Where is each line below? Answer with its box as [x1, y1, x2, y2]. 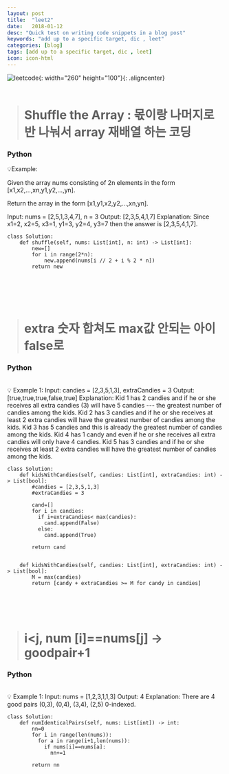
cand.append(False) [43, 520, 100, 527]
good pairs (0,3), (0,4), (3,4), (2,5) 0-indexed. [7, 700, 136, 709]
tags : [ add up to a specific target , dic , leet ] [7, 49, 153, 56]
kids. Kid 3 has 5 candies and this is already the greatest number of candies [7, 423, 222, 431]
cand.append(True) [43, 531, 97, 538]
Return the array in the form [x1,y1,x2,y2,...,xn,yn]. [7, 199, 149, 208]
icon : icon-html [7, 55, 54, 62]
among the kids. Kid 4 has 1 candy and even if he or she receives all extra [7, 430, 216, 439]
